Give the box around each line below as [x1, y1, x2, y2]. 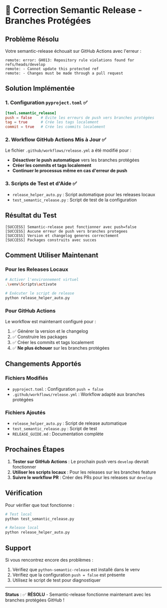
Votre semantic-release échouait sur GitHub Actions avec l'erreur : [5, 48, 142, 54]
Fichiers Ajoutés [5, 409, 46, 416]
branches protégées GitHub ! [5, 597, 65, 603]
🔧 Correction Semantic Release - [5, 4, 143, 16]
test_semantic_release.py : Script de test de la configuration [12, 197, 137, 203]
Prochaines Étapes [5, 445, 65, 454]
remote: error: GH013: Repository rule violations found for [5, 58, 135, 63]
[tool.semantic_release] [5, 111, 57, 116]
